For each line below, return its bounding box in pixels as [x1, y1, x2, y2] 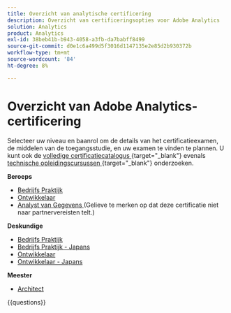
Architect [17, 284, 44, 293]
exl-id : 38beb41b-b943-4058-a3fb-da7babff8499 [7, 36, 145, 43]
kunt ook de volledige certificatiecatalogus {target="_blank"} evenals [7, 151, 206, 159]
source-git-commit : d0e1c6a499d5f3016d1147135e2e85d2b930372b [7, 43, 192, 50]
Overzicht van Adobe [7, 99, 133, 114]
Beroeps [7, 172, 33, 180]
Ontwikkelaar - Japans [17, 257, 83, 265]
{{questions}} [7, 298, 47, 306]
